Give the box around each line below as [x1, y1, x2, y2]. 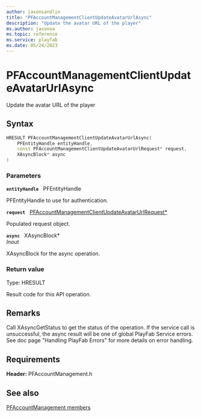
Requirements [6, 354, 60, 364]
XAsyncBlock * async [17, 151, 66, 158]
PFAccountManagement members [6, 404, 91, 411]
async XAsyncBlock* [6, 232, 60, 239]
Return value [6, 265, 45, 273]
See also [6, 387, 39, 398]
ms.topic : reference [6, 31, 58, 37]
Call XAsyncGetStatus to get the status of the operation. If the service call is [6, 324, 195, 331]
